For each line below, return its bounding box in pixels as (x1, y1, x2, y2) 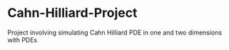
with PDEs (7, 35, 38, 44)
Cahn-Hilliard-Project (7, 5, 138, 21)
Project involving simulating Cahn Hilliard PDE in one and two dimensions (7, 28, 223, 37)
